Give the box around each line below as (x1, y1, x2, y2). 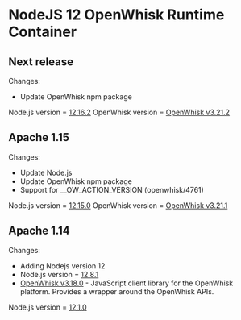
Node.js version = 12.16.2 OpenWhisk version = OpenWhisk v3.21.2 (8, 107, 231, 117)
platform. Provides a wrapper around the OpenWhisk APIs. (19, 286, 214, 296)
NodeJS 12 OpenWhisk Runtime (8, 6, 225, 24)
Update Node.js (19, 168, 73, 177)
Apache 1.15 (8, 131, 70, 144)
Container (8, 23, 77, 41)
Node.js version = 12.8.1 (19, 269, 99, 279)
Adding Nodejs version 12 (19, 260, 106, 271)
